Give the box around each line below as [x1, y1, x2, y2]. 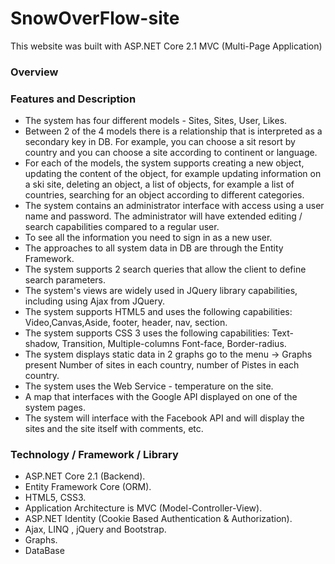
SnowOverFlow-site [10, 7, 180, 30]
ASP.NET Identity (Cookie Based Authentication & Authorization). [24, 513, 293, 525]
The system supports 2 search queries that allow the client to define [24, 263, 307, 276]
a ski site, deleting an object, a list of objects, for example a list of [24, 178, 295, 191]
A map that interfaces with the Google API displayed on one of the [24, 391, 298, 403]
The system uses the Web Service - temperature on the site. [24, 380, 274, 392]
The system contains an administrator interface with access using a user [24, 200, 325, 212]
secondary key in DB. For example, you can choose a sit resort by [24, 136, 296, 148]
